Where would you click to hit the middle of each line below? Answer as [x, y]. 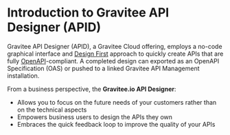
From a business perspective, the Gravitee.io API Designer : [92, 89]
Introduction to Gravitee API [88, 13]
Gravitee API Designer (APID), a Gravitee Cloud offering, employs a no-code [115, 46]
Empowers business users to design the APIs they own [95, 117]
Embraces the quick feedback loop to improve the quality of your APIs [116, 124]
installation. [23, 75]
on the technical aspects [52, 110]
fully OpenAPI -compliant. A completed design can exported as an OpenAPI [113, 61]
